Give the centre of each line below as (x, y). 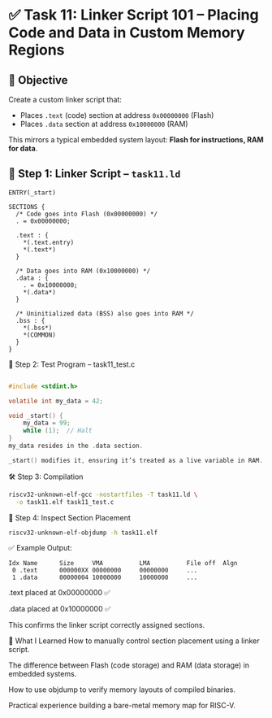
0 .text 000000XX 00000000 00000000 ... (105, 571)
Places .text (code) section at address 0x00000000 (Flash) (117, 115)
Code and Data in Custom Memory (127, 33)
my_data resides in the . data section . (76, 446)
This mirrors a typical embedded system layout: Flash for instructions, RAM (136, 139)
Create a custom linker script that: (65, 100)
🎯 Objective (38, 80)
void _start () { (36, 416)
